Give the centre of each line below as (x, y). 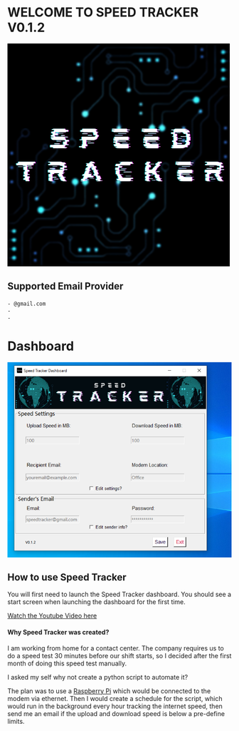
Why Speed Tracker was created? (58, 632)
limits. (16, 721)
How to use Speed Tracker (67, 577)
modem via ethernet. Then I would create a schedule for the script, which (115, 698)
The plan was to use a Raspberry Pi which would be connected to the (109, 691)
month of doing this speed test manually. (67, 663)
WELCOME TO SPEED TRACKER (103, 12)
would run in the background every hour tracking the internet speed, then (115, 706)
